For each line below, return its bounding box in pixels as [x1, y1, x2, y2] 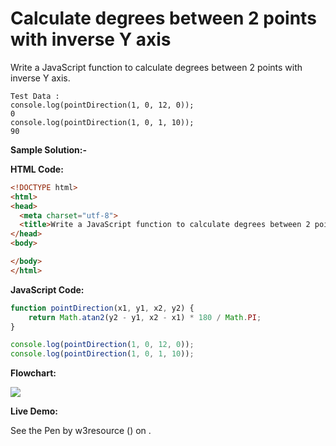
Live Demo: [10, 405, 58, 417]
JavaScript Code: [10, 283, 85, 296]
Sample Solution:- [10, 143, 88, 156]
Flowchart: [10, 367, 57, 379]
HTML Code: [10, 163, 64, 175]
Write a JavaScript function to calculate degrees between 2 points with [10, 61, 303, 73]
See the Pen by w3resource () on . [10, 425, 152, 437]
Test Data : [10, 91, 60, 101]
